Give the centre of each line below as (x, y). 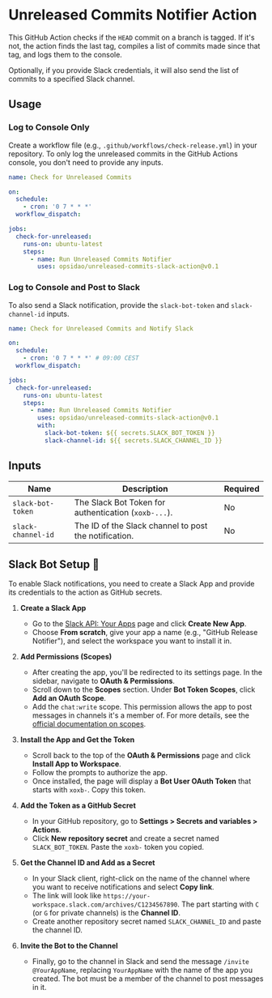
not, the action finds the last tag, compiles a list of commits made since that (134, 45)
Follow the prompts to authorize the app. (100, 773)
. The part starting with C (218, 904)
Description (145, 488)
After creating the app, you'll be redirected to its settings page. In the (147, 672)
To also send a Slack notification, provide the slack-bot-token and (119, 305)
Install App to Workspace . (76, 764)
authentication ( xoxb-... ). (123, 512)
